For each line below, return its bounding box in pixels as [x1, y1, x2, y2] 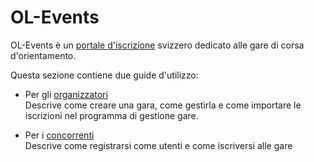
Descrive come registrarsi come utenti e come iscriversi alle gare [24, 139, 293, 151]
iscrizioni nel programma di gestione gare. [24, 109, 199, 121]
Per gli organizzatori [24, 88, 108, 100]
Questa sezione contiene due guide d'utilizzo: [10, 69, 199, 81]
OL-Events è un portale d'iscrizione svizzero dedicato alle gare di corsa [10, 39, 305, 51]
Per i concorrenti [24, 129, 95, 141]
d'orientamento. [10, 49, 77, 61]
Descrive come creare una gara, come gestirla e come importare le [24, 99, 302, 111]
